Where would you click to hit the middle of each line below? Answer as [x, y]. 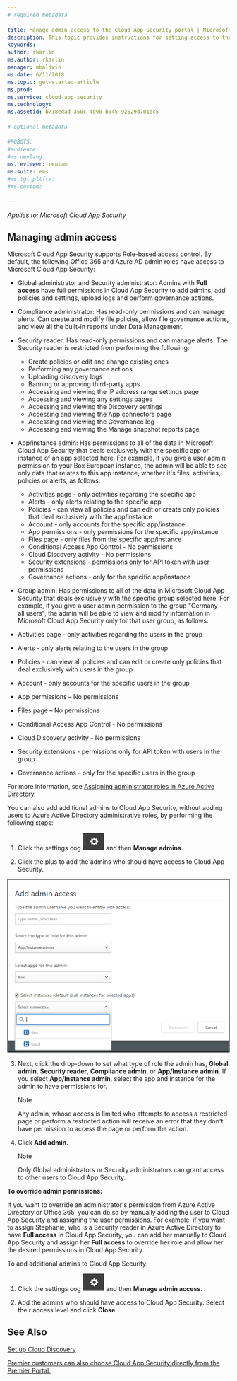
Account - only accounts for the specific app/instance [107, 524]
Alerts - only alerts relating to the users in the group [93, 648]
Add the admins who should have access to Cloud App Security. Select [121, 1302]
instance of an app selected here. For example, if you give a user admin [121, 458]
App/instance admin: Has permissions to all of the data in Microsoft [115, 443]
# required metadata [38, 15]
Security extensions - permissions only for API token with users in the [119, 752]
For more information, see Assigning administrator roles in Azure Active [111, 787]
